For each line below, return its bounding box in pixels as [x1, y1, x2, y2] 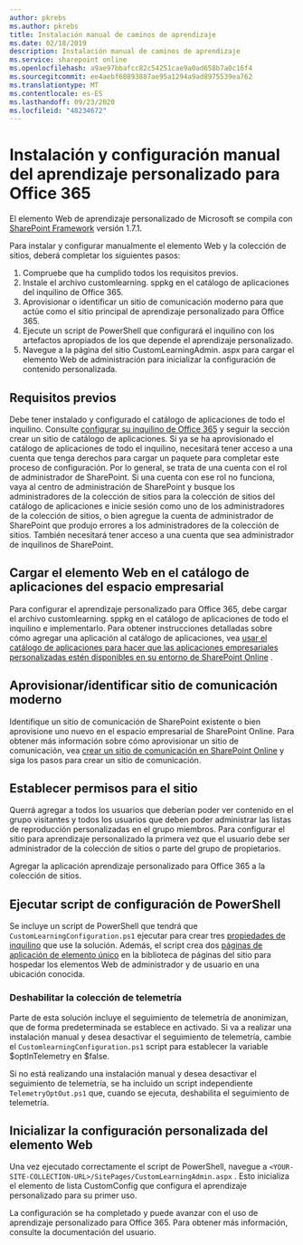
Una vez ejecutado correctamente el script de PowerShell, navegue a [9, 1161, 268, 1173]
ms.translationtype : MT [9, 81, 99, 90]
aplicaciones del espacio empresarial [9, 579, 224, 595]
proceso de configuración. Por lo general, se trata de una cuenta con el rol [9, 463, 288, 473]
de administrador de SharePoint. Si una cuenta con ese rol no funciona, [9, 472, 276, 483]
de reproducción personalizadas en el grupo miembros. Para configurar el [9, 824, 285, 835]
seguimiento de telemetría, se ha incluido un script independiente [9, 1077, 253, 1088]
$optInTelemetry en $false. [9, 1050, 110, 1061]
